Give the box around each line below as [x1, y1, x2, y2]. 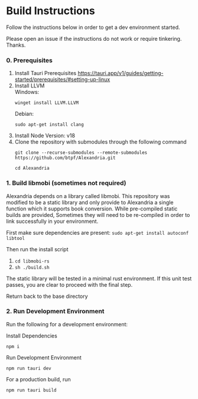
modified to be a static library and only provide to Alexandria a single [6, 199, 174, 206]
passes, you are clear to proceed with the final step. [6, 281, 133, 288]
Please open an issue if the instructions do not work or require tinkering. [6, 35, 182, 42]
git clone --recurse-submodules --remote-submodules [14, 150, 148, 156]
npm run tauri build [6, 387, 57, 393]
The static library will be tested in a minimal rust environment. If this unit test [6, 275, 192, 282]
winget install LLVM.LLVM [14, 100, 79, 106]
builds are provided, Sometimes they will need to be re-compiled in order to [6, 211, 190, 218]
